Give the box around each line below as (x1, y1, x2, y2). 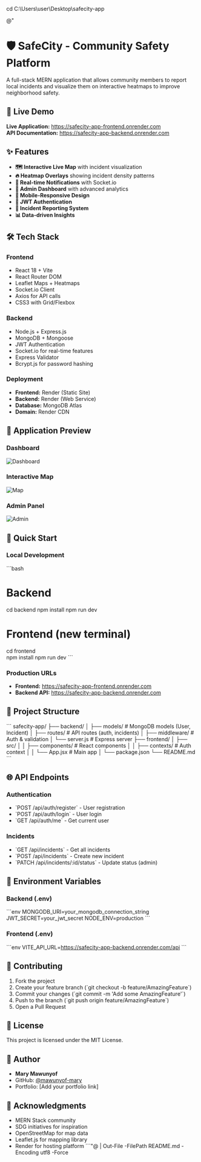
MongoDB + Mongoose (15, 334, 74, 342)
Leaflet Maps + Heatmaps (15, 280, 80, 287)
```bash (6, 564, 24, 572)
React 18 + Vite (15, 266, 53, 274)
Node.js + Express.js (15, 328, 67, 335)
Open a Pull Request (15, 1003, 67, 1010)
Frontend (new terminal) (6, 627, 131, 641)
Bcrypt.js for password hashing (15, 360, 94, 367)
